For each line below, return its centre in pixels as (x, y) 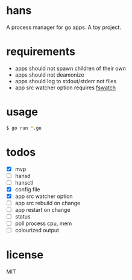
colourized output (37, 231)
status (23, 217)
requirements (41, 52)
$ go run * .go (24, 128)
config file (27, 189)
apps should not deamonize (49, 75)
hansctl (24, 182)
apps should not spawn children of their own (71, 68)
